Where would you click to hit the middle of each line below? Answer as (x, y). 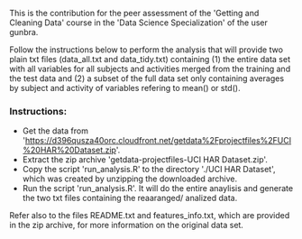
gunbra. (24, 32)
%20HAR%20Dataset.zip (69, 150)
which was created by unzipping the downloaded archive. (129, 179)
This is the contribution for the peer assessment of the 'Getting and (134, 13)
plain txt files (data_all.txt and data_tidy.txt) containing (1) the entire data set (150, 59)
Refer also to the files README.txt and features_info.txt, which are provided (150, 216)
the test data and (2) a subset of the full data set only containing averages (147, 78)
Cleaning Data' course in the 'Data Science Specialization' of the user (139, 23)
